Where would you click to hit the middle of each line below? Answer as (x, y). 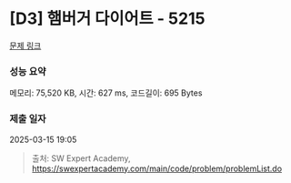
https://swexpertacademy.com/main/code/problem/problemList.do (157, 168)
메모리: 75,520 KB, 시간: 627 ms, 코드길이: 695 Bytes (106, 93)
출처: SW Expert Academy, (81, 158)
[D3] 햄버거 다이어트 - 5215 (107, 19)
